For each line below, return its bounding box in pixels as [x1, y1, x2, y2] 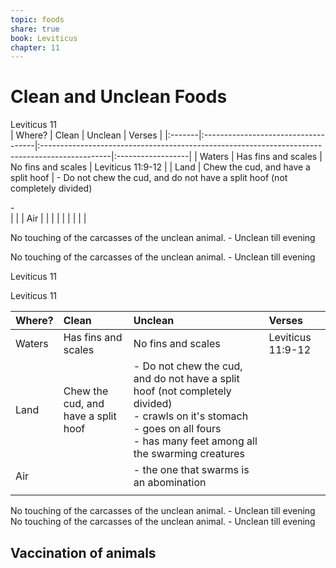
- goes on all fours [133, 422, 222, 436]
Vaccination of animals [10, 544, 157, 561]
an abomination [133, 476, 207, 490]
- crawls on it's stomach [133, 409, 249, 423]
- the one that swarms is [133, 463, 250, 477]
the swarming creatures [133, 447, 246, 461]
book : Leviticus [10, 33, 78, 43]
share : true [10, 24, 60, 34]
